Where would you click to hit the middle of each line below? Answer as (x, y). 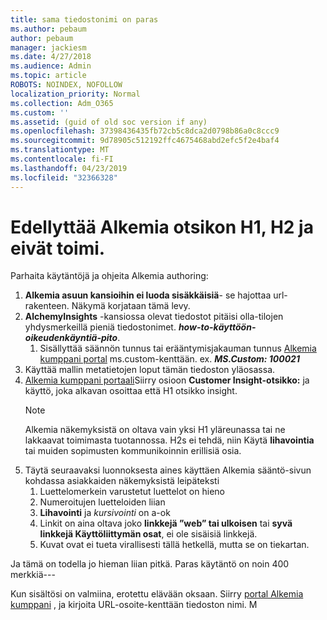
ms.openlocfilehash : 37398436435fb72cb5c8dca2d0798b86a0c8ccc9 (145, 131)
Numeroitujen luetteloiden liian (102, 502)
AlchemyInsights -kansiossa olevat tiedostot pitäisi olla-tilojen (154, 317)
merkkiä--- (33, 575)
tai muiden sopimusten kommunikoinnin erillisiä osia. (133, 451)
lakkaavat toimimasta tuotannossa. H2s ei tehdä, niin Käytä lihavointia (169, 440)
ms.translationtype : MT (60, 150)
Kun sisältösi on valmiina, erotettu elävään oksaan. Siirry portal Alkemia (157, 594)
